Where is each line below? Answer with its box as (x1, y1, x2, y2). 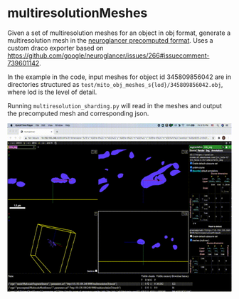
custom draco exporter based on (7, 43, 104, 52)
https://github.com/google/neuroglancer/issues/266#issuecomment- (7, 51, 210, 60)
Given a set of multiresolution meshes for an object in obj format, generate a (7, 28, 231, 37)
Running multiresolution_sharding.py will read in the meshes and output (7, 101, 223, 110)
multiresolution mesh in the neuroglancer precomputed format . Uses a (7, 36, 213, 44)
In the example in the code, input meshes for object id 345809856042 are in (7, 73, 232, 81)
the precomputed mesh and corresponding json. (7, 109, 149, 117)
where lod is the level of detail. (7, 88, 97, 96)
